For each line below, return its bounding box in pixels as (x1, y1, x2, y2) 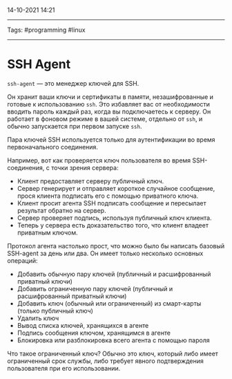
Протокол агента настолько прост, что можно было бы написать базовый (7, 241, 225, 250)
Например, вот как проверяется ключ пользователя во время (7, 156, 191, 165)
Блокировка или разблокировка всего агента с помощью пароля (17, 335, 210, 344)
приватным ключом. (17, 228, 78, 237)
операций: (7, 256, 38, 265)
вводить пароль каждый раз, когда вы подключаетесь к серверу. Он (7, 107, 211, 115)
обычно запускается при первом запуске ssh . (7, 122, 142, 130)
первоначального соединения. (7, 142, 99, 151)
